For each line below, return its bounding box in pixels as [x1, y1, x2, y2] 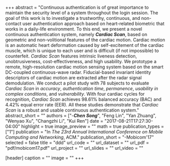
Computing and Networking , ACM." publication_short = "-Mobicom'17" [5, 134, 154, 140]
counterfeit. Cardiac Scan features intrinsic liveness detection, [5, 53, 137, 59]
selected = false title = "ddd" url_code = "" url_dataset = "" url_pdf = [5, 140, 149, 146]
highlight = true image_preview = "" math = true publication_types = [21, 123, 164, 129]
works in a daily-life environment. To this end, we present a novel [5, 26, 142, 32]
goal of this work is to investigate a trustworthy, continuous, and [5, 15, 140, 21]
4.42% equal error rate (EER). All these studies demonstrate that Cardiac [5, 102, 159, 107]
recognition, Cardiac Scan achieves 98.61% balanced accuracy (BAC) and [5, 96, 162, 102]
